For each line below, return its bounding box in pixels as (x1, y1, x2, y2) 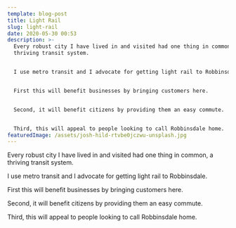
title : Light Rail (7, 17, 61, 24)
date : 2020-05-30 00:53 (7, 30, 77, 37)
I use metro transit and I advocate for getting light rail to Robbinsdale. (7, 172, 208, 180)
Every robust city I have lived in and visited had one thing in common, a (7, 151, 214, 159)
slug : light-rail (7, 23, 58, 30)
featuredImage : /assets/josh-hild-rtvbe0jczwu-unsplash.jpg (7, 132, 188, 139)
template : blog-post (7, 10, 68, 18)
